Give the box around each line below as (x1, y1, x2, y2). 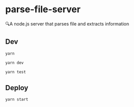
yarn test (5, 69, 26, 74)
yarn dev (5, 60, 24, 65)
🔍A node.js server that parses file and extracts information (5, 20, 129, 26)
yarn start (5, 97, 29, 102)
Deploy (5, 83, 29, 92)
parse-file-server (5, 4, 81, 15)
